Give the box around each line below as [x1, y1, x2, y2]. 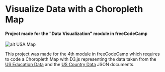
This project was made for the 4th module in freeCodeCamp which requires [5, 51, 160, 57]
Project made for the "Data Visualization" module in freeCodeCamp [5, 31, 148, 36]
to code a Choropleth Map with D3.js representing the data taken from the [5, 56, 157, 62]
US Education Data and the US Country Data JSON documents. [5, 62, 135, 68]
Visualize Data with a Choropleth [5, 3, 143, 15]
